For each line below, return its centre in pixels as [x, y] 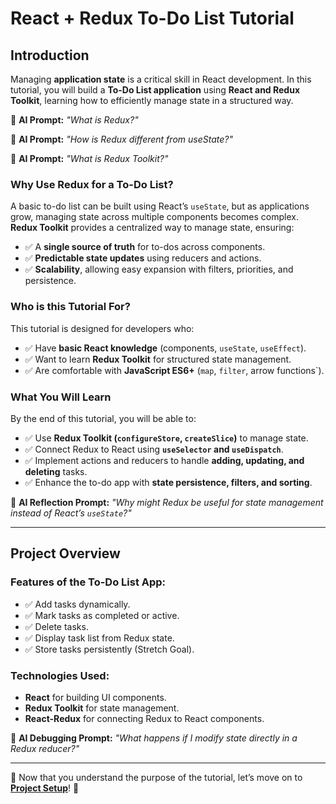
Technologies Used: [60, 675]
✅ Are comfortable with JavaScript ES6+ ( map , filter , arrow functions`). [174, 370]
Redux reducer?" [45, 748]
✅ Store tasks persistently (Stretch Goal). [109, 649]
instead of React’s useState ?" [71, 513]
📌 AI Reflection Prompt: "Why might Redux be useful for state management [167, 502]
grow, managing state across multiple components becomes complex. [154, 217]
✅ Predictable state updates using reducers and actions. [143, 258]
